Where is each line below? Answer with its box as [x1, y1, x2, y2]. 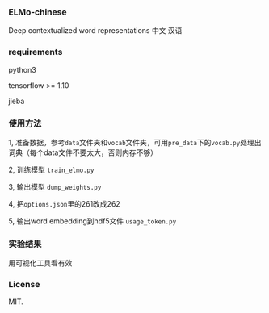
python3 [8, 65, 36, 74]
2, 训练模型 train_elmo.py [8, 165, 95, 174]
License [8, 279, 40, 290]
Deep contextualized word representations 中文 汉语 [8, 26, 183, 35]
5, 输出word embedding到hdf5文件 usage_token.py [8, 216, 177, 226]
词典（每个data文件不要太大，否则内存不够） [8, 148, 158, 157]
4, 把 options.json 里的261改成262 [8, 198, 121, 208]
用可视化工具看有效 [8, 258, 73, 268]
